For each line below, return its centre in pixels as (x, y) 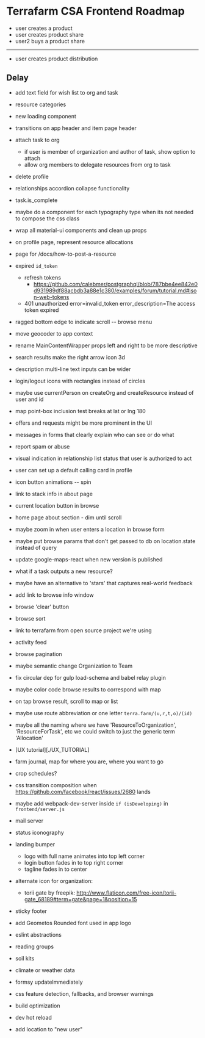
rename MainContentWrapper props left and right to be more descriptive (106, 345)
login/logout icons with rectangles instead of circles (80, 381)
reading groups (34, 946)
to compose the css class (47, 218)
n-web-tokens (51, 297)
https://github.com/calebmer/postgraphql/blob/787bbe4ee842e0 (116, 284)
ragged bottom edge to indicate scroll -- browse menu (84, 322)
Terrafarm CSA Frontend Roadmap (95, 11)
